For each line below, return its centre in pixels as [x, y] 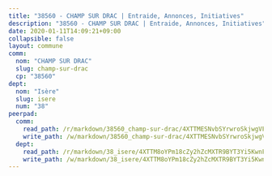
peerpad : [23, 114]
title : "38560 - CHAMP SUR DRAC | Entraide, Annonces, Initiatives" [126, 16]
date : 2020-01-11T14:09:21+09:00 [65, 31]
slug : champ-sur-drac [52, 69]
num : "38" [32, 106]
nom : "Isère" [38, 91]
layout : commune [36, 46]
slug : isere [36, 99]
